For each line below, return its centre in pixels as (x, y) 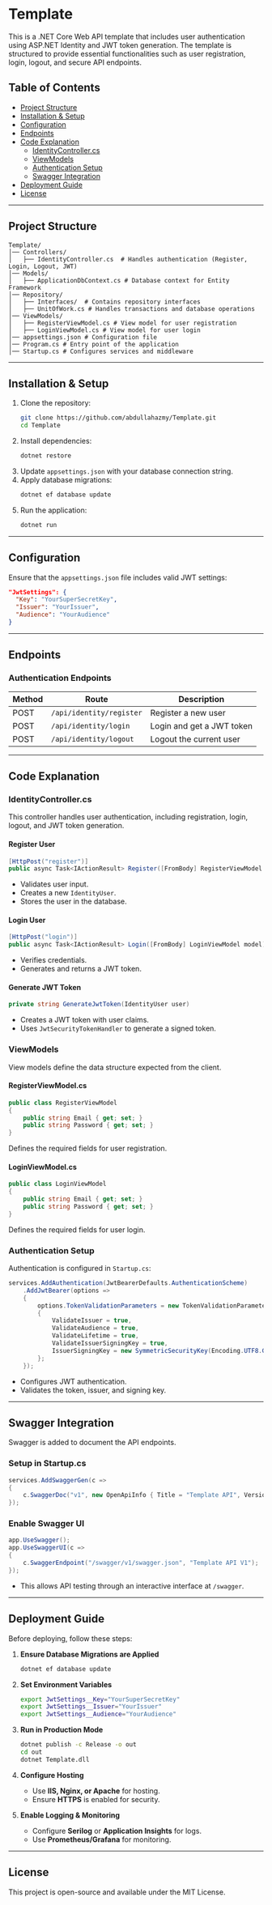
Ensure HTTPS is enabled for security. (96, 1799)
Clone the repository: (55, 403)
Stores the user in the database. (73, 901)
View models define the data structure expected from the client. (115, 1067)
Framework (25, 287)
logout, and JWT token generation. (66, 826)
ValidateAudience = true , (95, 1329)
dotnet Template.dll (55, 1759)
